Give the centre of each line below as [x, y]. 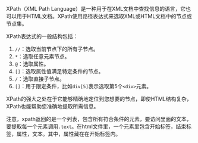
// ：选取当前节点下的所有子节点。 [57, 49]
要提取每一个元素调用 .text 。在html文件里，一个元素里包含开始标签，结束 [96, 126]
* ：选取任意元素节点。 [42, 56]
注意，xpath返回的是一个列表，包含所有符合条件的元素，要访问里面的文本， [99, 119]
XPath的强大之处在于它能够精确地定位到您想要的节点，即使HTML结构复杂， [99, 99]
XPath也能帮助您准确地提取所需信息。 [53, 106]
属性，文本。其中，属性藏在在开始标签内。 [68, 134]
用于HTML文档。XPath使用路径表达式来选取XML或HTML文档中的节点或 [104, 16]
